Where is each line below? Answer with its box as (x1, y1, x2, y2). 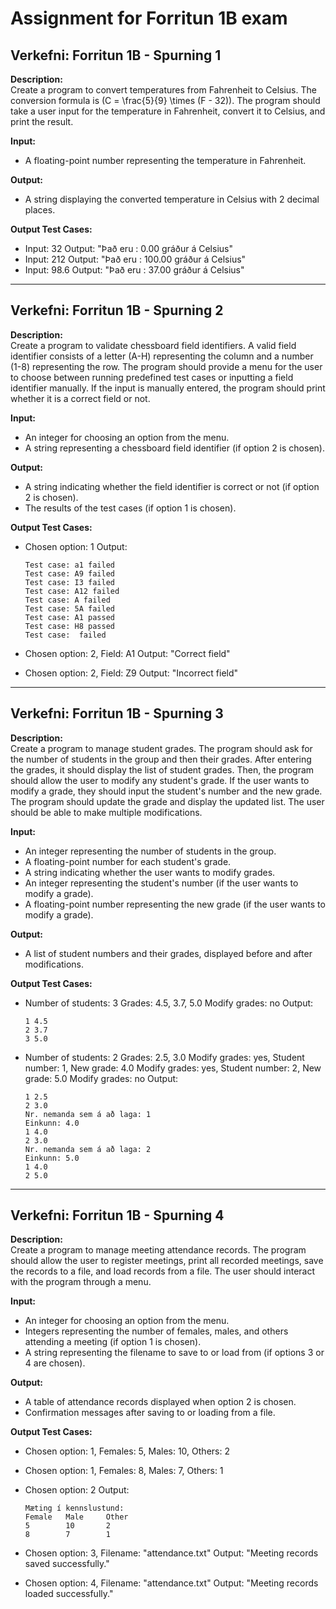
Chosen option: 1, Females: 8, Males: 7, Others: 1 (24, 1465, 224, 1477)
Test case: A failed (24, 595, 111, 605)
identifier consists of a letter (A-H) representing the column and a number (10, 350, 314, 362)
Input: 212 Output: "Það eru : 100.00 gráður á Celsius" (24, 253, 247, 265)
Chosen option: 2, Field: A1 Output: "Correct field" (24, 647, 231, 659)
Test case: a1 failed (24, 560, 115, 570)
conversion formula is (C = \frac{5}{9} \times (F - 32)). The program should (10, 95, 321, 106)
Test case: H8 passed (24, 621, 115, 631)
